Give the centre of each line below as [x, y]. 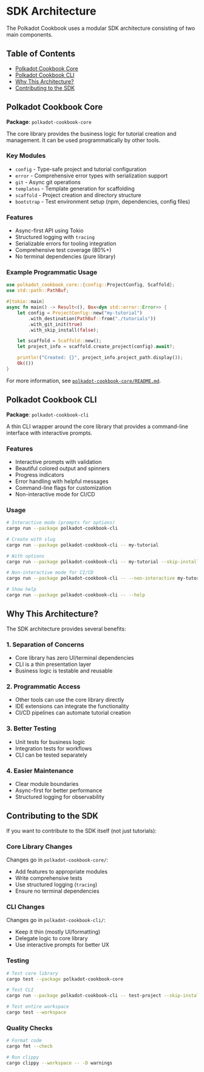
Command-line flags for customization [63, 488]
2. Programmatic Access [43, 687]
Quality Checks [29, 1027]
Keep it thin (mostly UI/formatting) [58, 932]
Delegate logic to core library [51, 938]
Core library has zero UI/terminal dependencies [74, 658]
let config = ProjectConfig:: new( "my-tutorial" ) [80, 313]
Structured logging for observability [60, 796]
